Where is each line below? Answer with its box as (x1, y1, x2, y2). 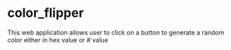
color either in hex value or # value (7, 35, 108, 44)
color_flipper (7, 5, 84, 21)
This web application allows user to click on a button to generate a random (7, 28, 225, 37)
